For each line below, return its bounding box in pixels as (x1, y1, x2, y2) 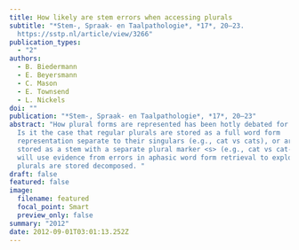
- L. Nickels (17, 95, 66, 105)
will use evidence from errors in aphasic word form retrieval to (17, 152, 269, 162)
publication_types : (9, 37, 82, 47)
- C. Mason (17, 79, 58, 88)
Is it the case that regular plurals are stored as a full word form (17, 129, 280, 137)
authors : (9, 54, 42, 63)
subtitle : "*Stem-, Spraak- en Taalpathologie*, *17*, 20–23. (9, 21, 245, 30)
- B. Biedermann (17, 63, 77, 72)
